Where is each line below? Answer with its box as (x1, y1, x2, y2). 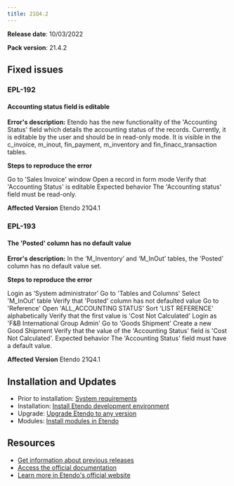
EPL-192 (7, 85, 37, 94)
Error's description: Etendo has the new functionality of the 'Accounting (7, 118, 218, 127)
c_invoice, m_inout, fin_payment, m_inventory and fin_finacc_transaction (7, 140, 217, 149)
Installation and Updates (7, 375, 117, 387)
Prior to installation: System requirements (17, 394, 137, 403)
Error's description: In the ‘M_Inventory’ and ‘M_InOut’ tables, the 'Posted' (7, 254, 224, 263)
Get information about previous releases (17, 456, 135, 464)
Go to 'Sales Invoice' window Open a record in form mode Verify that (7, 175, 207, 184)
